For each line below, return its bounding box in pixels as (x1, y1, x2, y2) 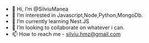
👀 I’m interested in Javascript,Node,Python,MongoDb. (11, 12, 143, 19)
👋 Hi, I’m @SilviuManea (11, 6, 69, 12)
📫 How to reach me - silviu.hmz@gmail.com (11, 31, 121, 37)
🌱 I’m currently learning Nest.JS (11, 18, 90, 24)
